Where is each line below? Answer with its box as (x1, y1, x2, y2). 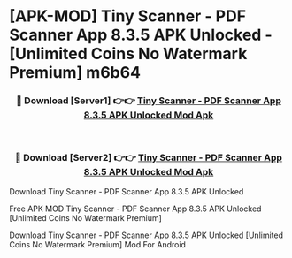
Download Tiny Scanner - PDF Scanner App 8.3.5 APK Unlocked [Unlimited (9, 230, 283, 240)
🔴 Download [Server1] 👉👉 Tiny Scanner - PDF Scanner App (16, 95, 281, 107)
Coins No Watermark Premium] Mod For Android (9, 239, 186, 249)
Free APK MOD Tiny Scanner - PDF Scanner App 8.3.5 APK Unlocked (9, 203, 262, 214)
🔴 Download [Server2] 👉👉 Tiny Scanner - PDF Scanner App (14, 152, 283, 164)
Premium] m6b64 (9, 63, 142, 83)
